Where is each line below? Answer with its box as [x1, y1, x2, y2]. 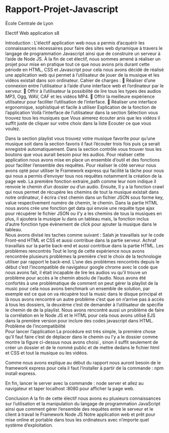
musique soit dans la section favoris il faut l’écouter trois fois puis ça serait [5, 140, 160, 147]
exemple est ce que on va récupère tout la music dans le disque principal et [5, 291, 162, 297]
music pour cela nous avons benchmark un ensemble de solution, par [5, 285, 150, 291]
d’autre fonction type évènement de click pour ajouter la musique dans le [5, 221, 157, 227]
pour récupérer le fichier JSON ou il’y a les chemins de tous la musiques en [5, 210, 162, 216]
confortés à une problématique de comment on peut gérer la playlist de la [5, 280, 158, 286]
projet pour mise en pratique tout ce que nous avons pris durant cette [5, 61, 150, 67]
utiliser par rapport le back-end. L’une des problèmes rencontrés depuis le [5, 258, 160, 264]
